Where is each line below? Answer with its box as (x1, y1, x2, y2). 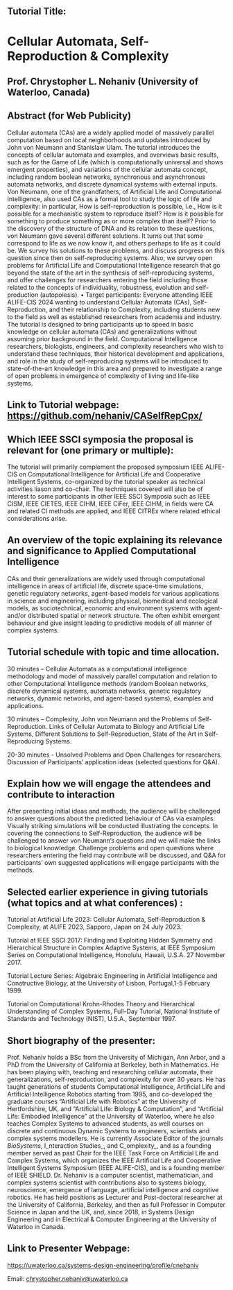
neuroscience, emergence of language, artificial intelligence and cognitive (7, 1186, 219, 1194)
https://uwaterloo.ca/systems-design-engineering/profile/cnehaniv (7, 1261, 199, 1269)
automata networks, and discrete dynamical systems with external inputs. (7, 180, 218, 188)
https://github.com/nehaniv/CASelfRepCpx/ (7, 410, 202, 422)
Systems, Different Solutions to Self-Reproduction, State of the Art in (7, 730, 203, 738)
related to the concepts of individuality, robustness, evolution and (7, 283, 194, 291)
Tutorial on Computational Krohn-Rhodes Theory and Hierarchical (7, 1000, 196, 1008)
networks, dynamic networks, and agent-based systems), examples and (7, 694, 214, 703)
